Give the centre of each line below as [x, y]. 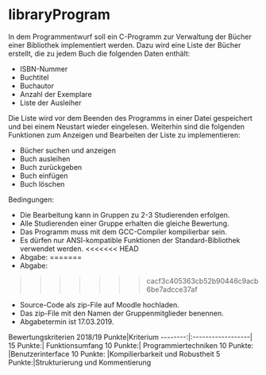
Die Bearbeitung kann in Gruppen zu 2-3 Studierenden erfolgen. [125, 215]
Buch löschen [42, 184]
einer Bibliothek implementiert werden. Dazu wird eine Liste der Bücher [125, 44]
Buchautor [37, 86]
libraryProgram [60, 15]
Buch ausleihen [45, 159]
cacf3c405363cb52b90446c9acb [202, 280]
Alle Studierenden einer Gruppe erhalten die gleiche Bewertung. [124, 223]
